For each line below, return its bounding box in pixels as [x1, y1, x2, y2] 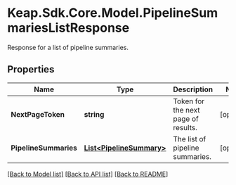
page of [173, 114, 199, 124]
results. [173, 122, 198, 132]
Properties [7, 63, 55, 75]
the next [173, 105, 200, 115]
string [84, 109, 105, 119]
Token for [173, 96, 205, 106]
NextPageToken [11, 109, 65, 119]
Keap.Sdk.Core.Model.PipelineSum [7, 5, 218, 21]
